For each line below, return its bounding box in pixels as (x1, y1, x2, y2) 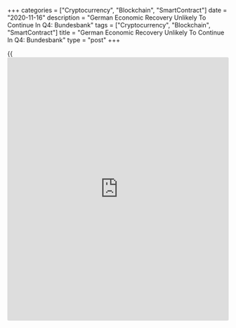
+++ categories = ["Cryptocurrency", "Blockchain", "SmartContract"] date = (7, 6, 228, 14)
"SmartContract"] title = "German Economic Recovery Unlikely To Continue (7, 28, 225, 37)
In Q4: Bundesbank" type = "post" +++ (7, 36, 121, 44)
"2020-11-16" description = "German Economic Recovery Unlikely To (7, 13, 206, 22)
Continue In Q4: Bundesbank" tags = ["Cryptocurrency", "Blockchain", (7, 21, 211, 29)
